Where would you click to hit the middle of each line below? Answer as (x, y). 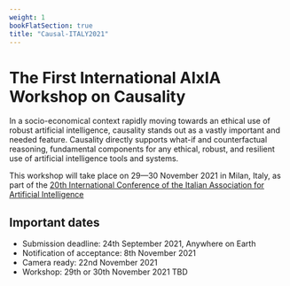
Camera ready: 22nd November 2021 (90, 263)
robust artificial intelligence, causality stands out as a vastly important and (145, 130)
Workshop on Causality (98, 96)
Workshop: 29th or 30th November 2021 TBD (105, 272)
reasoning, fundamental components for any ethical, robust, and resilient (142, 149)
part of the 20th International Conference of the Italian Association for (137, 185)
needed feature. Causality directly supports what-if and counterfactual (138, 140)
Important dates (55, 222)
